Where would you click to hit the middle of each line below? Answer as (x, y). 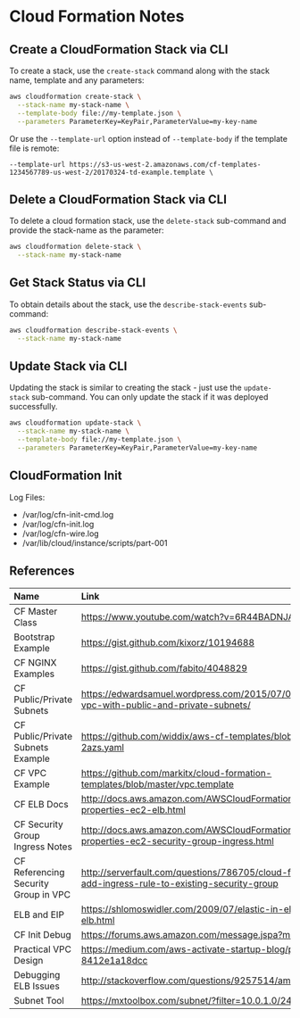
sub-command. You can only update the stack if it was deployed (150, 397)
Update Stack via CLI (68, 366)
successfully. (33, 407)
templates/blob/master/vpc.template (158, 784)
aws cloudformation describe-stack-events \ (93, 330)
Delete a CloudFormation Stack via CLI (118, 199)
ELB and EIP (39, 915)
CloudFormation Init (66, 476)
